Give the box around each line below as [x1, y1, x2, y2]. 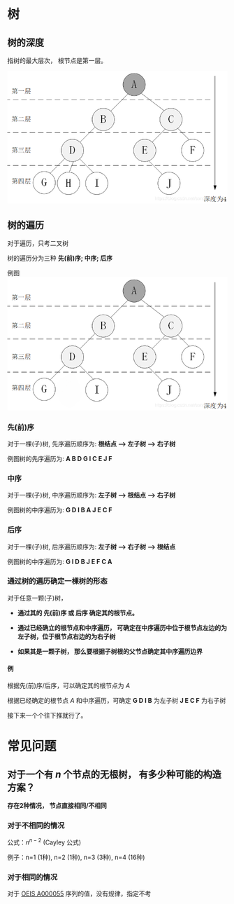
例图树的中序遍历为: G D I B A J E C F [7, 506, 113, 514]
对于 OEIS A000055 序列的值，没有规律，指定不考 [7, 889, 152, 898]
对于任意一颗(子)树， [7, 594, 68, 602]
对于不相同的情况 [7, 821, 65, 830]
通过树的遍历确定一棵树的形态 [7, 576, 108, 586]
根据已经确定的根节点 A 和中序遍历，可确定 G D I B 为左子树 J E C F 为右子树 [7, 697, 226, 705]
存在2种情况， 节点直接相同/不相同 [7, 802, 107, 810]
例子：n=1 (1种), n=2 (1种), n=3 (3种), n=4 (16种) [7, 853, 145, 861]
